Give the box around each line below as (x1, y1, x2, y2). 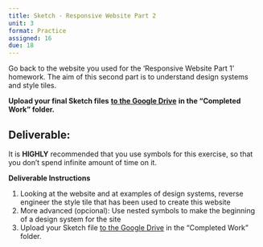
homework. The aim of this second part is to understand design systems (8, 72, 249, 82)
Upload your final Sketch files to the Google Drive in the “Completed (8, 96, 241, 106)
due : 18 (8, 42, 35, 50)
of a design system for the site (19, 214, 121, 224)
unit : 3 (8, 19, 35, 27)
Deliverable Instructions (8, 173, 91, 183)
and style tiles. (8, 81, 57, 91)
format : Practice (8, 26, 67, 34)
